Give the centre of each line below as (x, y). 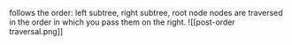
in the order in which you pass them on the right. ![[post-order (123, 22)
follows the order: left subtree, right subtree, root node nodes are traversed (146, 13)
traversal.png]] (36, 31)
